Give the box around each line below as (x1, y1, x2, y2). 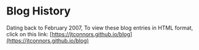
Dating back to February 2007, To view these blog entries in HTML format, (6, 24, 193, 31)
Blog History (6, 4, 71, 18)
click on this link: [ (6, 30, 52, 37)
